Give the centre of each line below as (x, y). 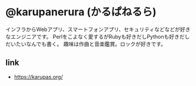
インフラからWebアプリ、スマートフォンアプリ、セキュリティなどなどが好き (98, 29)
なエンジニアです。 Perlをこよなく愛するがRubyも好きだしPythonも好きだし (98, 36)
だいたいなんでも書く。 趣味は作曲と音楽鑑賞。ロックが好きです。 (86, 44)
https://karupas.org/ (38, 77)
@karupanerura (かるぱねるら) (81, 12)
